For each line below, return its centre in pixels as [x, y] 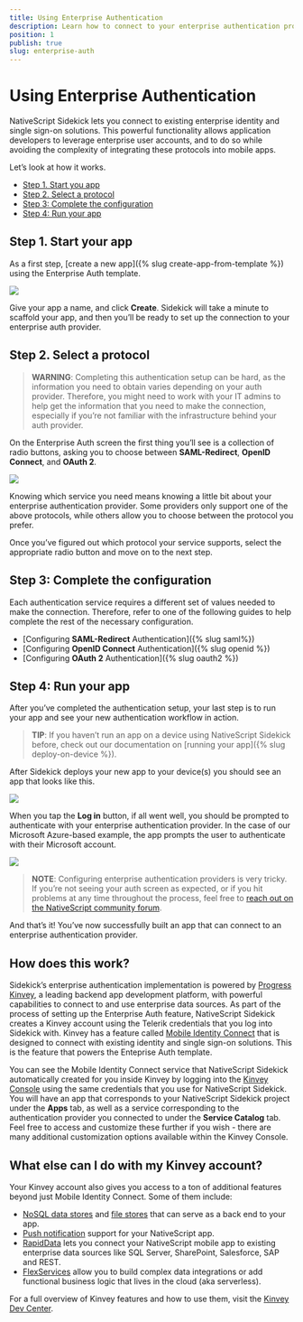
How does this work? [69, 963]
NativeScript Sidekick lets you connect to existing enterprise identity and [144, 121]
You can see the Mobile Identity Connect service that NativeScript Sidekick [149, 1070]
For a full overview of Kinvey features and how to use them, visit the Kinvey [149, 1299]
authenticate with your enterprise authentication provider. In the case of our [150, 825]
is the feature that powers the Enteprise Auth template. [111, 1052]
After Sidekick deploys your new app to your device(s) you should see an [145, 772]
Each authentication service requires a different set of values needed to [142, 602]
